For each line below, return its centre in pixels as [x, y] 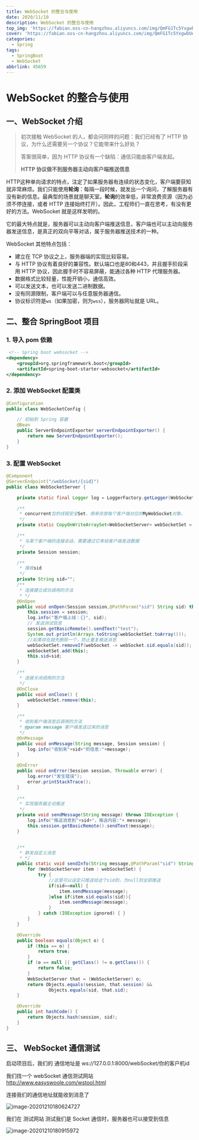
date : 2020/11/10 [28, 17]
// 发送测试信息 [45, 623]
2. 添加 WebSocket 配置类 [44, 391]
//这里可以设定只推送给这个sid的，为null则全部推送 [105, 880]
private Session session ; [49, 552]
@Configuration [25, 403]
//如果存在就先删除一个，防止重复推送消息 [72, 640]
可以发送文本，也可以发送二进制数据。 [61, 286]
